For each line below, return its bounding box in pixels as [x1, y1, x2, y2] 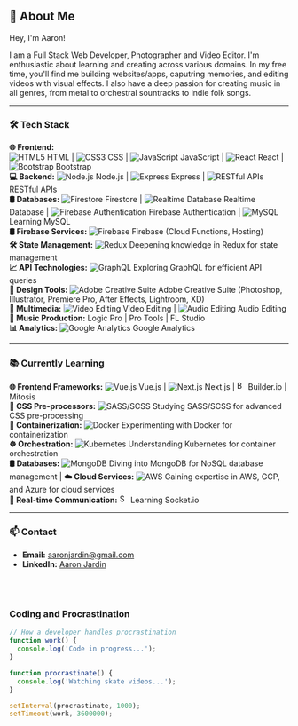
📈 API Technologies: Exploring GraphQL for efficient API [9, 263, 263, 273]
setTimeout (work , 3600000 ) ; [9, 709, 114, 719]
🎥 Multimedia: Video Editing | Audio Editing [9, 304, 286, 314]
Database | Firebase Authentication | [9, 207, 241, 217]
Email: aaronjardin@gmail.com [21, 549, 135, 560]
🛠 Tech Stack [9, 118, 70, 130]
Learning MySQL [9, 217, 71, 227]
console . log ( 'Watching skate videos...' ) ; [17, 676, 176, 686]
